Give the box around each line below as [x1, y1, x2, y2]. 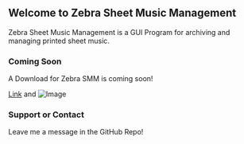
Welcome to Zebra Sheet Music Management [8, 6, 237, 20]
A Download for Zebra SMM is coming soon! [8, 74, 153, 84]
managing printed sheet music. [8, 36, 110, 45]
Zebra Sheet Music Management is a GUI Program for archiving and [8, 27, 230, 37]
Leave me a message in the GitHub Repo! [8, 127, 144, 137]
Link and [8, 89, 37, 99]
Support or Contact [8, 109, 85, 120]
